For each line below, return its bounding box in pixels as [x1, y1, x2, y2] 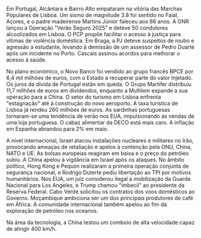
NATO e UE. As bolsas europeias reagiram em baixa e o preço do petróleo [6, 150, 189, 157]
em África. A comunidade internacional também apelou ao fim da [6, 201, 167, 208]
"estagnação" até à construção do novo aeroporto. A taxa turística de [6, 100, 178, 107]
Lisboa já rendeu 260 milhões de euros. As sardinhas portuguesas [6, 106, 170, 113]
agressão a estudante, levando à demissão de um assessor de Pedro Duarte [6, 43, 195, 50]
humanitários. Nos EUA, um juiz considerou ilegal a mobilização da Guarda [6, 175, 191, 182]
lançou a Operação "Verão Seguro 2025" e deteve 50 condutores [6, 24, 168, 31]
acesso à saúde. [6, 56, 47, 63]
